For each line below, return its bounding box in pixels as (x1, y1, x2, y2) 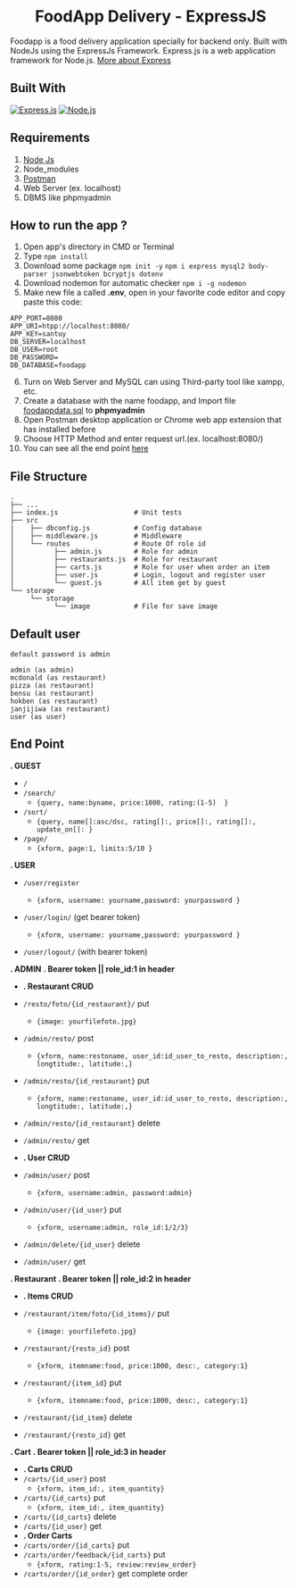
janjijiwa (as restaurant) (10, 705, 111, 714)
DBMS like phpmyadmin (22, 192, 111, 203)
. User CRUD (22, 1152, 70, 1163)
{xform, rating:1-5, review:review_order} (36, 1560, 197, 1569)
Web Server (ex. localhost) (22, 182, 121, 193)
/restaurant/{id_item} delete (22, 1411, 133, 1422)
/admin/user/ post (22, 1169, 90, 1180)
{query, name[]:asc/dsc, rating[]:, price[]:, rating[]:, (36, 817, 257, 826)
